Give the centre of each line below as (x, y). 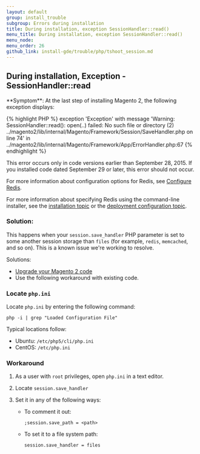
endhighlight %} (26, 151)
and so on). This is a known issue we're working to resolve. (80, 248)
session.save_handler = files (62, 445)
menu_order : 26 (25, 46)
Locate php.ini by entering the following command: (71, 307)
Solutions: (19, 259)
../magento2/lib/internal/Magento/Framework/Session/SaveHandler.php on (100, 131)
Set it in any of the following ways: (58, 400)
